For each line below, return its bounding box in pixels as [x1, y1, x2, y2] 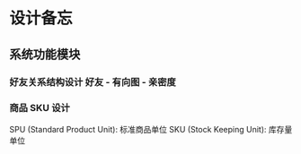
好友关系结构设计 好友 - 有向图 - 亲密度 [9, 75, 177, 88]
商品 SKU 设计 [9, 102, 70, 115]
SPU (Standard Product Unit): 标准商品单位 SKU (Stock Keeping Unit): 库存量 [9, 124, 293, 134]
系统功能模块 [9, 47, 81, 62]
